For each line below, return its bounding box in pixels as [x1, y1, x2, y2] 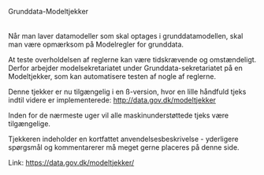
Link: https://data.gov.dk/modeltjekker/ [8, 158, 135, 167]
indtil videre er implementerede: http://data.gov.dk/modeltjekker [8, 95, 217, 105]
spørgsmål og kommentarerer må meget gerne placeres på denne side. [8, 142, 240, 152]
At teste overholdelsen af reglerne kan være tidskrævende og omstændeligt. [8, 54, 257, 64]
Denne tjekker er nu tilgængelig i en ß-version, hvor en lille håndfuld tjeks [8, 87, 247, 96]
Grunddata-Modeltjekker [8, 7, 89, 16]
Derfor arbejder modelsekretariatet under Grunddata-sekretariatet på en [8, 63, 243, 73]
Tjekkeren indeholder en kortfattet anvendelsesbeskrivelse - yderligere [8, 134, 239, 143]
